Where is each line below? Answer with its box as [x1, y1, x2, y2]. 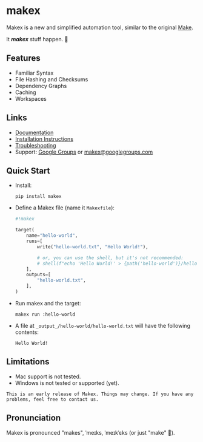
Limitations [6, 356, 50, 367]
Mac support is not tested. [15, 373, 81, 380]
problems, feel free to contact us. [6, 396, 99, 403]
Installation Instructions [15, 135, 74, 143]
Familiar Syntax [15, 69, 54, 76]
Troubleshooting [15, 141, 56, 149]
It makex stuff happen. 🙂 [6, 35, 68, 42]
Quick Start [6, 165, 50, 176]
